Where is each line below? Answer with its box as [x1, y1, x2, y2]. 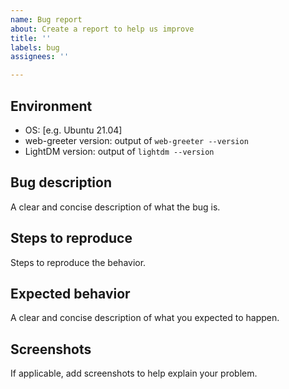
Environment [10, 97, 93, 115]
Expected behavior [10, 285, 131, 302]
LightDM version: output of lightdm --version [24, 145, 215, 157]
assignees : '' [10, 52, 70, 62]
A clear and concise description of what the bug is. [10, 201, 221, 213]
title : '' [10, 33, 52, 43]
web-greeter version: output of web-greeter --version [24, 134, 249, 146]
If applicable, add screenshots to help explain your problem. [10, 367, 258, 380]
